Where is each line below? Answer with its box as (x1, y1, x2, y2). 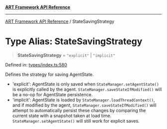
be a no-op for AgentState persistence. (12, 91, 93, 97)
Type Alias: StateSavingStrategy (5, 36, 143, 47)
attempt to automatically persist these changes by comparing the (12, 107, 146, 113)
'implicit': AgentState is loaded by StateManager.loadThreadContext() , (12, 97, 155, 103)
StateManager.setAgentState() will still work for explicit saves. (12, 118, 140, 124)
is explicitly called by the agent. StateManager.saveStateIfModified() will (12, 86, 162, 92)
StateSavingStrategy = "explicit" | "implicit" (17, 52, 115, 58)
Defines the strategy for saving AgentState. (5, 71, 94, 77)
